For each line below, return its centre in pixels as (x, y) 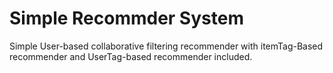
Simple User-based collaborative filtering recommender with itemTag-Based (166, 46)
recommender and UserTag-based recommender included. (131, 56)
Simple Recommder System (126, 18)
